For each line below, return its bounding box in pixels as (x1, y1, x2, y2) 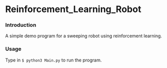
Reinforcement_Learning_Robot (5, 4, 141, 15)
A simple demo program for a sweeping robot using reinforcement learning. (5, 33, 162, 39)
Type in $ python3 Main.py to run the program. (5, 57, 102, 63)
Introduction (5, 22, 36, 29)
